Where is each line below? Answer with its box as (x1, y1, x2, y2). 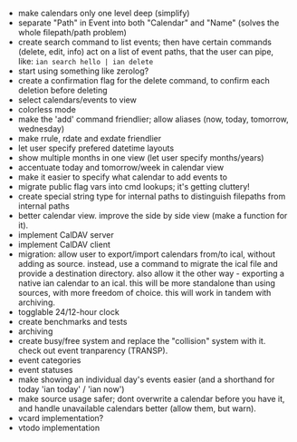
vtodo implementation (17, 422, 101, 433)
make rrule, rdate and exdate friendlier (17, 133, 161, 143)
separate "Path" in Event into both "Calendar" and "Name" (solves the (17, 17, 280, 28)
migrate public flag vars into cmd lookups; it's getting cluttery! (17, 182, 251, 192)
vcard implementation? (17, 413, 104, 423)
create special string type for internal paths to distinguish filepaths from (17, 191, 286, 201)
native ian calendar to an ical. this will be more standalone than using (17, 278, 276, 289)
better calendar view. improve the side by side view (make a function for (17, 211, 288, 221)
